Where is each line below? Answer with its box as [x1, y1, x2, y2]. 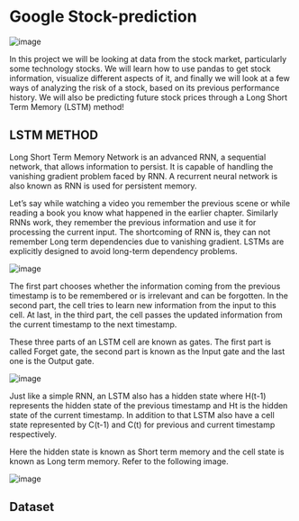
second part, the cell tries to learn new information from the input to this [9, 299, 276, 310]
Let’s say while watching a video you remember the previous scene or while [9, 197, 291, 208]
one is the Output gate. [9, 355, 95, 366]
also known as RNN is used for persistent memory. [9, 180, 197, 191]
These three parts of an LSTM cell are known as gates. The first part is [9, 336, 272, 347]
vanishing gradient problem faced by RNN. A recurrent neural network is [9, 170, 278, 181]
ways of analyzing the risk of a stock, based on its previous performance [9, 82, 280, 93]
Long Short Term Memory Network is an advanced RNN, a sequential [9, 151, 267, 162]
